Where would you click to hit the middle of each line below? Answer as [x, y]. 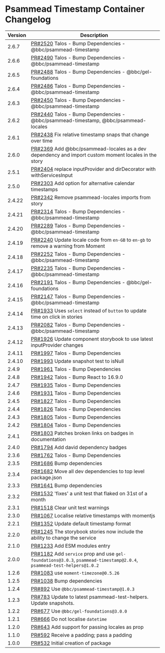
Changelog [28, 19]
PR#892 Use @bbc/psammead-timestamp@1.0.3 [83, 588]
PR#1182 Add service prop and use [73, 554]
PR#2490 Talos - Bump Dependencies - [78, 58]
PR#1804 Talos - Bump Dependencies [76, 425]
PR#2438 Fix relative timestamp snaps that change [90, 134]
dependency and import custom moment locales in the [94, 155]
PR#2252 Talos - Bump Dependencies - [78, 254]
